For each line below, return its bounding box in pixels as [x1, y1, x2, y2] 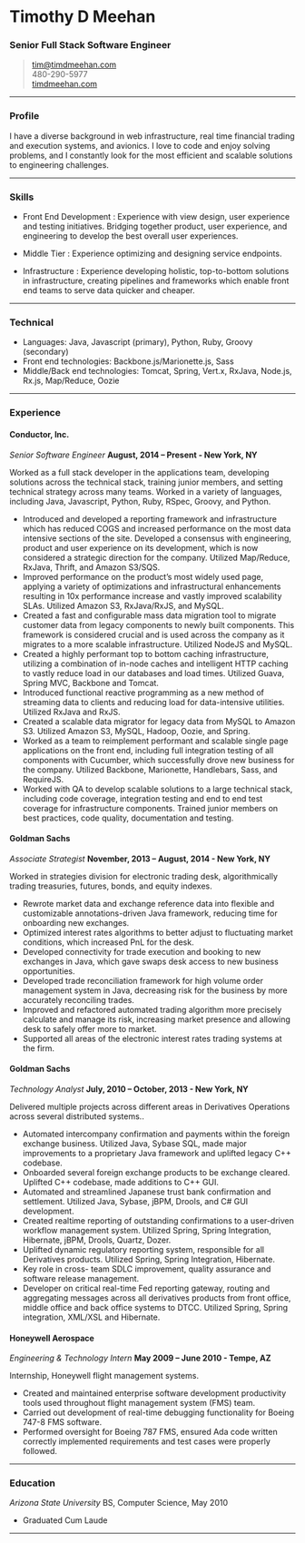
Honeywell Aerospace [9, 1332, 95, 1343]
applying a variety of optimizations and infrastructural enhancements [22, 581, 281, 592]
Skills [9, 191, 34, 203]
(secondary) [22, 347, 70, 358]
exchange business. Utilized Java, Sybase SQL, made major [22, 1137, 248, 1149]
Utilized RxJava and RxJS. [22, 706, 121, 717]
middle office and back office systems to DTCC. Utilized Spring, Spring [22, 1302, 289, 1312]
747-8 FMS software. [22, 1417, 103, 1428]
